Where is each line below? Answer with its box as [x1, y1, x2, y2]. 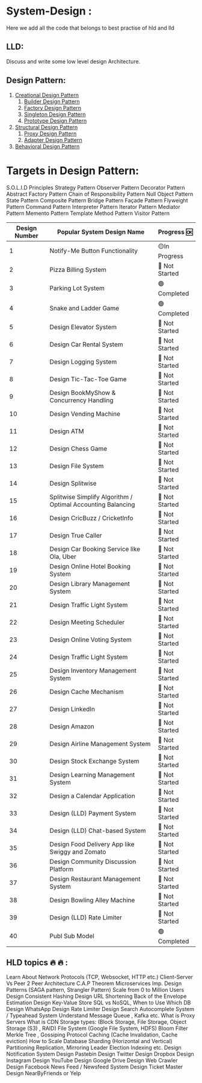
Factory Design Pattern [23, 104, 82, 111]
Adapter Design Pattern [23, 136, 82, 143]
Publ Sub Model [49, 932, 94, 940]
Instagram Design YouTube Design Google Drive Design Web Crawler [6, 1057, 179, 1064]
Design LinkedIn [49, 705, 95, 713]
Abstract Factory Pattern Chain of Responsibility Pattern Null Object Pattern [6, 190, 194, 198]
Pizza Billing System [49, 265, 107, 274]
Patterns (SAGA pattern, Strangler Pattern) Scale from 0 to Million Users [6, 986, 185, 994]
